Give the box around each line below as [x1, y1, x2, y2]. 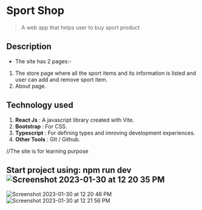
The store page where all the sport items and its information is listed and [15, 69, 196, 77]
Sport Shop [6, 4, 65, 18]
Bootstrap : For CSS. [15, 122, 68, 130]
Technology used [6, 100, 74, 110]
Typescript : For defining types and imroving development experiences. [15, 129, 195, 136]
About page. [15, 82, 47, 89]
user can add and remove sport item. [15, 75, 108, 83]
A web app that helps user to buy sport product [21, 24, 140, 31]
